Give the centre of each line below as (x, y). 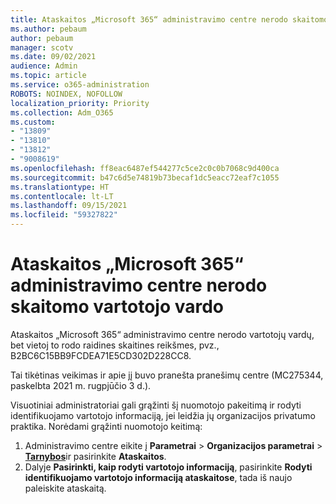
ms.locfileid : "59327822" (64, 215)
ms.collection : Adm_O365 (62, 112)
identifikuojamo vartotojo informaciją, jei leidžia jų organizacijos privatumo (163, 415)
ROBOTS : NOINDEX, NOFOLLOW (66, 94)
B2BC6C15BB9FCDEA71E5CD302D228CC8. (101, 355)
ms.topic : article (48, 76)
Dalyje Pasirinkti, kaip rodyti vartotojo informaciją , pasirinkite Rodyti (168, 467)
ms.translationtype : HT (60, 187)
